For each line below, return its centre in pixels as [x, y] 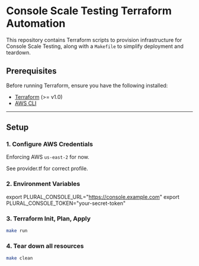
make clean [20, 258]
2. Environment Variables [43, 184]
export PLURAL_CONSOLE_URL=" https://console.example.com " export [93, 197]
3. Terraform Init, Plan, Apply [48, 219]
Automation [36, 23]
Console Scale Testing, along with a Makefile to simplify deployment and [95, 46]
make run [17, 231]
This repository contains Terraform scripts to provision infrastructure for [94, 40]
